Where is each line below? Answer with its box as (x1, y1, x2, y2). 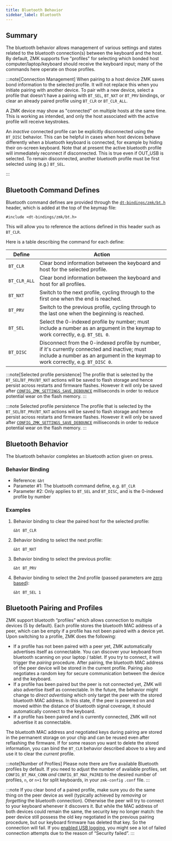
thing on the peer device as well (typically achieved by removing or (6, 792, 147, 799)
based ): (13, 580, 30, 586)
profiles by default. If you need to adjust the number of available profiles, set (6, 766, 167, 772)
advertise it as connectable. (13, 719, 72, 725)
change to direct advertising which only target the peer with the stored (13, 692, 162, 698)
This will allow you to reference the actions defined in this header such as (6, 224, 161, 230)
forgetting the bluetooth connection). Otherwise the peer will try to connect (6, 798, 164, 804)
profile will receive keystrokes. (6, 118, 70, 125)
